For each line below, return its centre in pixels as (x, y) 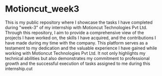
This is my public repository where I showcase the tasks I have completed (79, 22)
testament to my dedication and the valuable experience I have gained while (81, 48)
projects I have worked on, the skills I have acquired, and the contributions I (81, 38)
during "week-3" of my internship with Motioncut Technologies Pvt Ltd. (76, 27)
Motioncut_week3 (42, 9)
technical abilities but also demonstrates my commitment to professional (77, 58)
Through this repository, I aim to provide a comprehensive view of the (75, 32)
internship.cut (19, 68)
